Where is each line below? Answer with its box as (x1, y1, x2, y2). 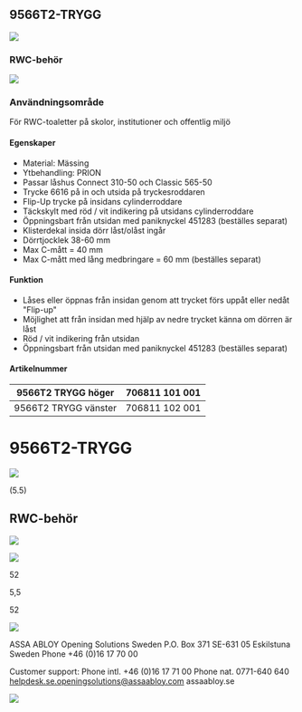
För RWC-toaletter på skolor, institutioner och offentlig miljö (9, 117, 231, 128)
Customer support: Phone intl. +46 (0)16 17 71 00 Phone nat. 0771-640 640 (9, 666, 289, 677)
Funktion (9, 274, 43, 285)
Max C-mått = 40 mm (22, 244, 104, 255)
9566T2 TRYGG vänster (14, 402, 118, 415)
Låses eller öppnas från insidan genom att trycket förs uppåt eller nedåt (22, 294, 290, 305)
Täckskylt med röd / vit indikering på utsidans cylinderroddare (22, 206, 254, 216)
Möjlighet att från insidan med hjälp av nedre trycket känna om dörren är (22, 313, 293, 324)
